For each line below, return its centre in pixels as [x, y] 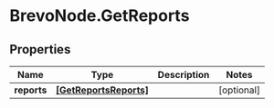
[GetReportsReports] [102, 90]
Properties [40, 49]
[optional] [239, 90]
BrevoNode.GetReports [100, 16]
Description [184, 75]
